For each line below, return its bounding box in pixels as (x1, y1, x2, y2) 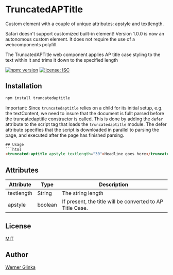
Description (98, 181, 129, 188)
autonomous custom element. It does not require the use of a (5, 36, 135, 42)
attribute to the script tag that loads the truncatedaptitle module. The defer (5, 121, 167, 127)
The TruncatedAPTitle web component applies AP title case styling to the (5, 51, 161, 58)
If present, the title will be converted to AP (62, 198, 164, 205)
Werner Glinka (5, 264, 36, 270)
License (5, 222, 31, 231)
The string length (62, 190, 104, 197)
